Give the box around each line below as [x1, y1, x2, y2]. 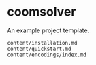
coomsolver [7, 4, 76, 20]
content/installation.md [7, 39, 78, 46]
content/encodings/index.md [7, 51, 87, 58]
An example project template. [7, 26, 90, 35]
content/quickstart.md [7, 45, 71, 52]
